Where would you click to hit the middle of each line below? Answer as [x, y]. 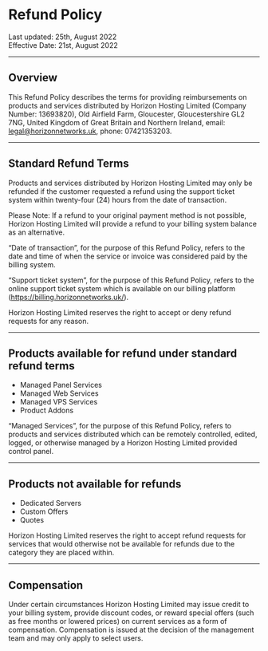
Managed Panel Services [61, 385]
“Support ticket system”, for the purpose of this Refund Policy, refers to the [131, 280]
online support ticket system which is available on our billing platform [122, 288]
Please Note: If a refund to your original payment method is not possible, [128, 215]
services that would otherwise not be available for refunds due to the [122, 544]
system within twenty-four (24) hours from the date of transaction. [118, 199]
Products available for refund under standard [123, 353]
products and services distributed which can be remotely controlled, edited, [133, 434]
